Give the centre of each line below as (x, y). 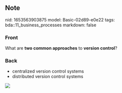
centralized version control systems (48, 71)
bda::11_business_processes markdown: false (51, 25)
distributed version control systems (48, 76)
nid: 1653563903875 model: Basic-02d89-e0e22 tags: (60, 19)
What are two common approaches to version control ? (61, 48)
